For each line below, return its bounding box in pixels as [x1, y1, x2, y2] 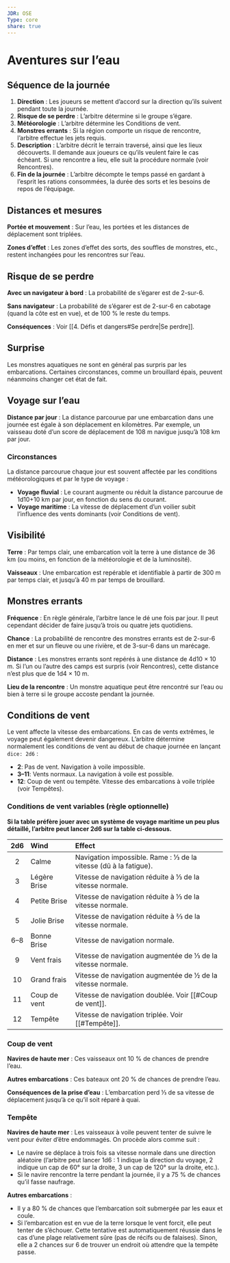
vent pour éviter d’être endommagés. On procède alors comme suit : [7, 1136, 200, 1144]
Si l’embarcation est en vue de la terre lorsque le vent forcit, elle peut [16, 1219, 212, 1227]
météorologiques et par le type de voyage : [7, 474, 129, 483]
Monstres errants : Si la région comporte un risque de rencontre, [16, 127, 201, 135]
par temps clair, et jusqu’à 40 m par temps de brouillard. [7, 576, 166, 584]
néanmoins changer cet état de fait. [7, 374, 108, 383]
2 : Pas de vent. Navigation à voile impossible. [16, 763, 146, 771]
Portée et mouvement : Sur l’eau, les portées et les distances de [7, 223, 190, 231]
